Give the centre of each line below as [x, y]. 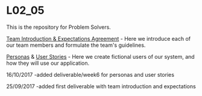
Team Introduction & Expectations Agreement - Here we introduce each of [99, 38]
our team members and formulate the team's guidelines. [76, 45]
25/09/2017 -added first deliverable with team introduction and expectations [101, 86]
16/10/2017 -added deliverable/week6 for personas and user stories [90, 74]
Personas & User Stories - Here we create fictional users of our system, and [100, 56]
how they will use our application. [48, 63]
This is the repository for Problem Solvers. [59, 27]
